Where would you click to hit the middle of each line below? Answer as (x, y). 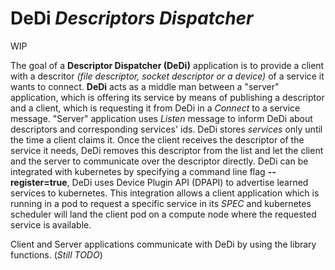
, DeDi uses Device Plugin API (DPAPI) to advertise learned (187, 182)
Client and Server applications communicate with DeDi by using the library (163, 244)
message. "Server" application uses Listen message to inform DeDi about (161, 118)
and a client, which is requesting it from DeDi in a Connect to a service (155, 108)
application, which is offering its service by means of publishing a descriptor (167, 97)
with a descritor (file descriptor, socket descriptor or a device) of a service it (167, 76)
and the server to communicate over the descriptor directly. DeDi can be (159, 161)
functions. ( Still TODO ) (56, 254)
